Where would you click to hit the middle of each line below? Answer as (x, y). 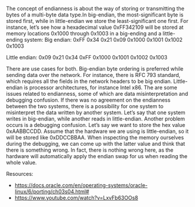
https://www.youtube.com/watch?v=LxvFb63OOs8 (76, 198)
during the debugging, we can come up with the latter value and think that (96, 144)
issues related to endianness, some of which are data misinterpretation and (97, 94)
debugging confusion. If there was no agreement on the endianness (88, 100)
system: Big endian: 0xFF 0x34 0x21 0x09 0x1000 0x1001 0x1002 (104, 40)
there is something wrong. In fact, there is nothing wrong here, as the (90, 150)
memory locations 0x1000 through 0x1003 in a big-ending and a (84, 34)
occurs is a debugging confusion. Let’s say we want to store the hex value (96, 125)
